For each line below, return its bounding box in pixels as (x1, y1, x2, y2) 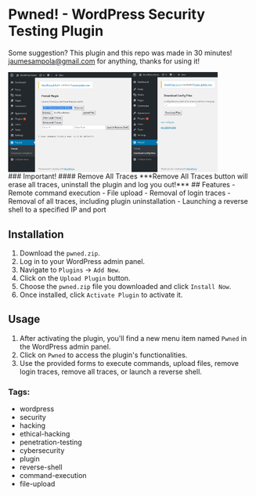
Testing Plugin (8, 22, 104, 40)
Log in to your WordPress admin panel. (19, 256, 146, 266)
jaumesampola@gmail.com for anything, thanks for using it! (8, 56, 200, 66)
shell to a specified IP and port (8, 205, 107, 215)
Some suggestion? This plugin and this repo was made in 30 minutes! (8, 48, 233, 57)
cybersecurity (19, 446, 65, 455)
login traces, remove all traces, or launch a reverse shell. (19, 367, 202, 376)
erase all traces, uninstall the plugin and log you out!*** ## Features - (8, 180, 236, 190)
